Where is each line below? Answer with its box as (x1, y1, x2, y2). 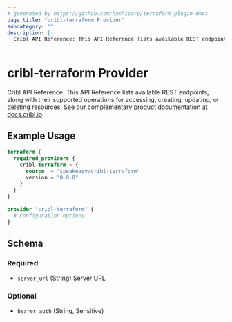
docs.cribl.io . (7, 110, 45, 119)
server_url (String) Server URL (17, 274, 106, 283)
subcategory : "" (7, 23, 54, 30)
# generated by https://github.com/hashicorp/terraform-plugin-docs (7, 10, 209, 17)
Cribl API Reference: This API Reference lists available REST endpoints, (7, 88, 209, 97)
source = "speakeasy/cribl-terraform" (25, 168, 140, 174)
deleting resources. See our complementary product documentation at (7, 103, 209, 111)
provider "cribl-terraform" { (7, 205, 95, 212)
